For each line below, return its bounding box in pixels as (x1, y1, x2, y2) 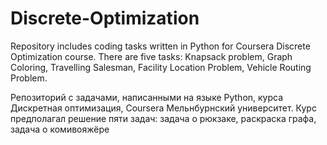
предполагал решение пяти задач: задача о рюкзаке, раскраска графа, (10, 112, 317, 124)
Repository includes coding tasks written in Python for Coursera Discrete (10, 40, 311, 52)
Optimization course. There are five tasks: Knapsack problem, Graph (10, 50, 293, 62)
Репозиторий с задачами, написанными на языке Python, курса (10, 91, 284, 103)
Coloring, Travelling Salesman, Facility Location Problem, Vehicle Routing (10, 61, 312, 73)
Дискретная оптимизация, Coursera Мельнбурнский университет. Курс (10, 102, 317, 114)
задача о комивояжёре (10, 123, 110, 135)
